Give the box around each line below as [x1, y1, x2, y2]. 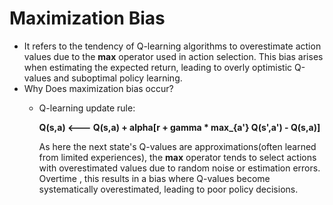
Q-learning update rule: [38, 102, 136, 114]
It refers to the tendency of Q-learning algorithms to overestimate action [23, 40, 322, 52]
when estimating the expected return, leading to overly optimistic [23, 61, 293, 73]
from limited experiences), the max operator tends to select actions [38, 151, 317, 163]
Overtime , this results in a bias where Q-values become [38, 172, 271, 184]
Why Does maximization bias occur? [23, 82, 174, 94]
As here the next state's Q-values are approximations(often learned [38, 140, 317, 152]
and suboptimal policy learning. [53, 72, 183, 84]
